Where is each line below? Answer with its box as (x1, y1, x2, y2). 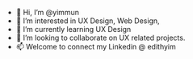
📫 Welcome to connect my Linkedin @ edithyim (15, 42, 176, 51)
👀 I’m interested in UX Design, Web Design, (15, 16, 160, 26)
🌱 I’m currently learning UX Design (15, 25, 132, 33)
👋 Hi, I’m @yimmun (15, 8, 79, 17)
